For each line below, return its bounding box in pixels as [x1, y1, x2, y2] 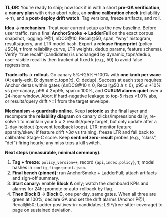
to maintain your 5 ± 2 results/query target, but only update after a [20, 119, 157, 124]
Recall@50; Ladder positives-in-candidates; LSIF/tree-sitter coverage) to [12, 202, 163, 207]
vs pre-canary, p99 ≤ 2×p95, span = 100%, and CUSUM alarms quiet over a [5, 88, 163, 93]
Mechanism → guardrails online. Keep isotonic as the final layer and [5, 108, 148, 114]
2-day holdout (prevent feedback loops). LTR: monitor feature [5, 124, 132, 130]
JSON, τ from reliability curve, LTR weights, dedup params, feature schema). [5, 46, 163, 52]
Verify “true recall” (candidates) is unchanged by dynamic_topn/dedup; [5, 51, 152, 57]
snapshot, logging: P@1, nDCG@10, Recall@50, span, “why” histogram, [5, 35, 152, 41]
